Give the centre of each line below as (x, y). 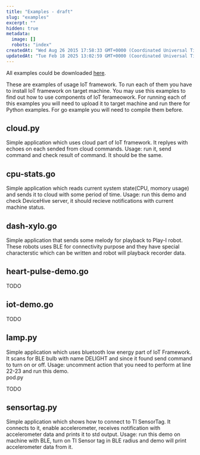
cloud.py (23, 128)
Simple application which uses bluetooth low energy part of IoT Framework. (99, 352)
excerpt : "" (21, 23)
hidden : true (22, 28)
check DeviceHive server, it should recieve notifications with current (90, 201)
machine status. (26, 207)
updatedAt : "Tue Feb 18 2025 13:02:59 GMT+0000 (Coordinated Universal (97, 56)
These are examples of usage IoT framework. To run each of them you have (99, 84)
